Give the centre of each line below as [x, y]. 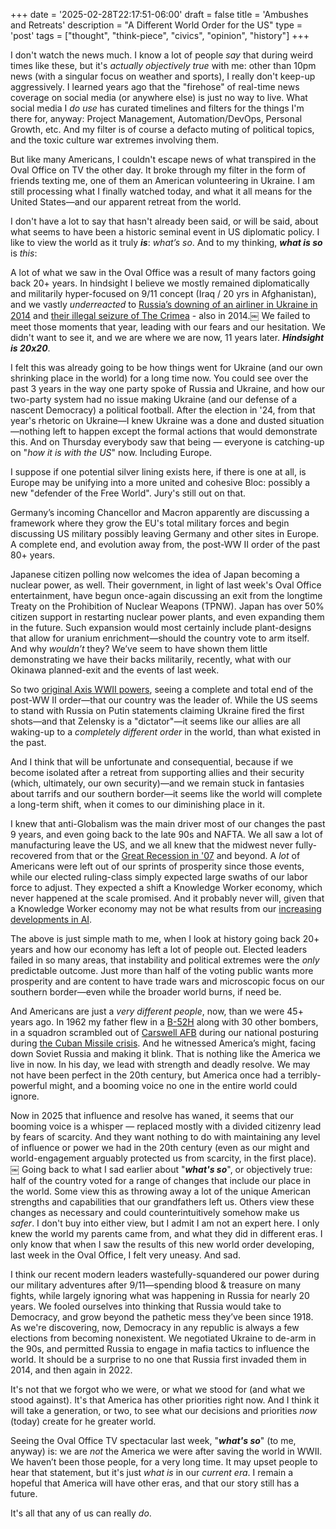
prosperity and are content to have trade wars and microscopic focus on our [167, 981]
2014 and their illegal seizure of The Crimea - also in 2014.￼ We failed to [160, 315]
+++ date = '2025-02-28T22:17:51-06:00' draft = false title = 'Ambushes [159, 14]
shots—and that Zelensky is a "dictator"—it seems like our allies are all [155, 721]
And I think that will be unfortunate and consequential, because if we [152, 762]
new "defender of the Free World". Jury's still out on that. [128, 493]
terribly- [304, 1075]
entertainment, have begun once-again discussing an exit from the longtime [166, 595]
